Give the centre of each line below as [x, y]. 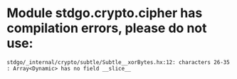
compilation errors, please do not [107, 28]
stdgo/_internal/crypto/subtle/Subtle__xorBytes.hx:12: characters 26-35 [118, 62]
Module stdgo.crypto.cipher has [105, 13]
